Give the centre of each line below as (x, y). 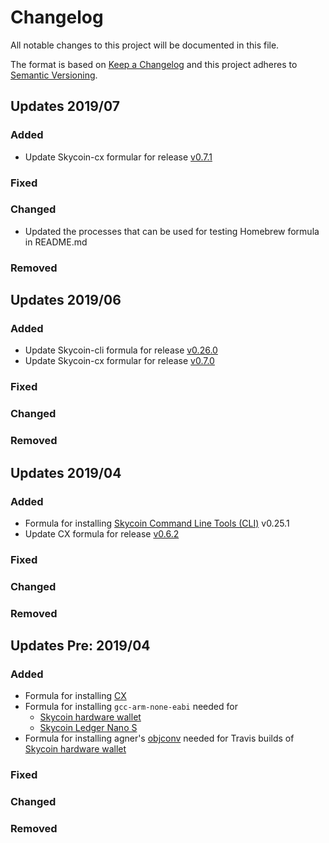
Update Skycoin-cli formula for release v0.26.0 (121, 350)
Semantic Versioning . (54, 75)
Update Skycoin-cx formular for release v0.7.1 (118, 157)
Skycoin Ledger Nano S (88, 728)
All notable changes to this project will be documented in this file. (145, 45)
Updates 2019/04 (66, 472)
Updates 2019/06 (66, 300)
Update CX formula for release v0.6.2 (102, 533)
